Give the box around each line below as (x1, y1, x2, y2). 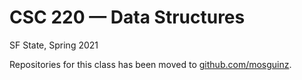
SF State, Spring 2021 (9, 39, 99, 51)
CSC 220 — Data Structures (9, 6, 246, 29)
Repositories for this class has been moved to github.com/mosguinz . (9, 58, 292, 70)
